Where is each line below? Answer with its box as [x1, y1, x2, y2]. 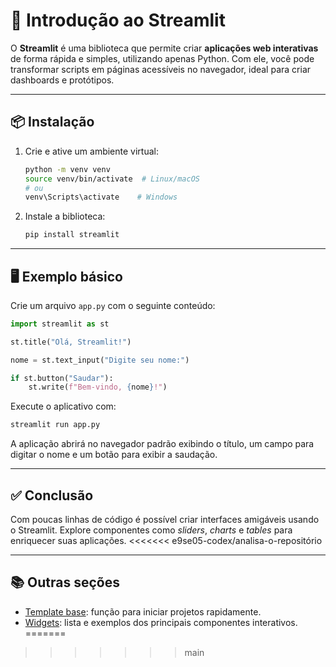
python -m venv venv [24, 164, 111, 174]
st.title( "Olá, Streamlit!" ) [10, 337, 132, 347]
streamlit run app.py [10, 420, 101, 430]
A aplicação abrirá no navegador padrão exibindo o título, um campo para [10, 438, 315, 450]
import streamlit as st [10, 319, 110, 329]
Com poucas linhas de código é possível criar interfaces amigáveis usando [10, 514, 320, 525]
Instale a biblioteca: [24, 210, 106, 223]
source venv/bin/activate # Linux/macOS [24, 174, 201, 184]
